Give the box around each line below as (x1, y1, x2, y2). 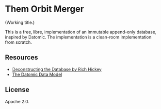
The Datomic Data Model (12, 72, 62, 77)
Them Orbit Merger (5, 3, 84, 15)
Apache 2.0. (5, 98, 30, 104)
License (5, 86, 30, 94)
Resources (5, 54, 38, 62)
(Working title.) (5, 19, 35, 25)
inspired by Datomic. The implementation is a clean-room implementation (5, 34, 152, 40)
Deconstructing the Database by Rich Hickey (12, 66, 102, 72)
